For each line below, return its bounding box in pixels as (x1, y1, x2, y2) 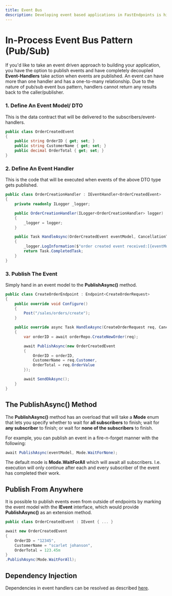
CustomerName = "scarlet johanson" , (14, 543, 93, 548)
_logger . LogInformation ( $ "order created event (24, 244, 125, 249)
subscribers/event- (116, 114, 157, 120)
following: (5, 440, 26, 446)
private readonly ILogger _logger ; (14, 202, 91, 207)
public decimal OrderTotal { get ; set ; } (14, 148, 104, 154)
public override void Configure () (14, 301, 88, 306)
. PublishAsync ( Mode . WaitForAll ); (5, 557, 77, 562)
